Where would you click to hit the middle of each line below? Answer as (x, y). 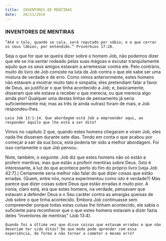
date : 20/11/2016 (25, 14)
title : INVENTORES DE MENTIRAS (39, 10)
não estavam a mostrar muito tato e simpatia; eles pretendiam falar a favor (81, 82)
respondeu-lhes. (22, 109)
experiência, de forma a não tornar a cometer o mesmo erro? (70, 233)
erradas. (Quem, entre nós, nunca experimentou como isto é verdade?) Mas (83, 178)
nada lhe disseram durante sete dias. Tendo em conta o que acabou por (79, 137)
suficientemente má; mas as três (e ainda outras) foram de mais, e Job (78, 103)
